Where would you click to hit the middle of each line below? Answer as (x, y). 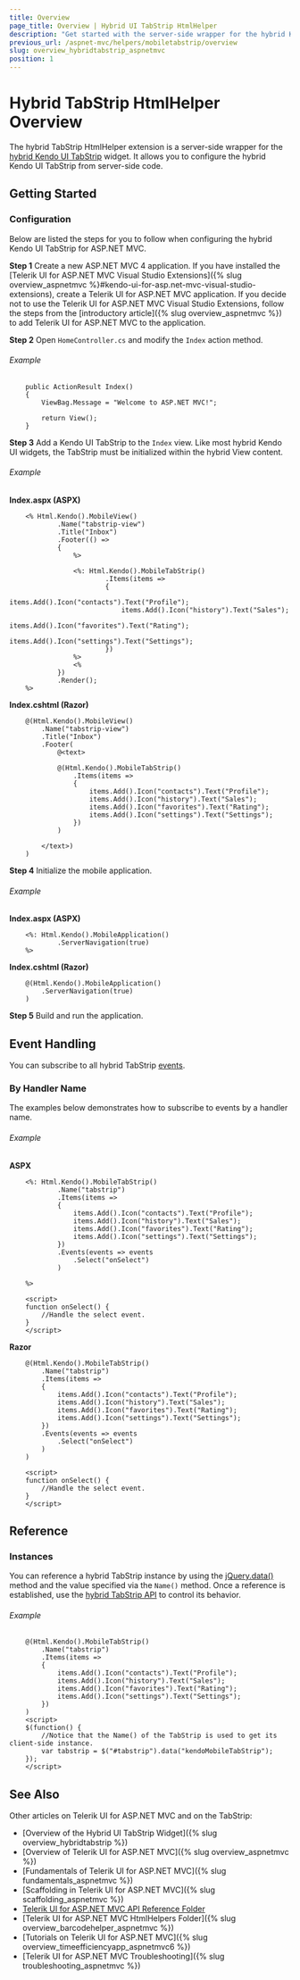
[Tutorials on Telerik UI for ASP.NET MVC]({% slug (115, 1937)
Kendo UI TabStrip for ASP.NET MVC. (78, 248)
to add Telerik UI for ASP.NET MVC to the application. (108, 322)
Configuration (40, 220)
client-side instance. (51, 1743)
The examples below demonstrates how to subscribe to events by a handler (149, 1108)
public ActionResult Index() (79, 387)
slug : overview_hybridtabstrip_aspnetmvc (87, 51)
